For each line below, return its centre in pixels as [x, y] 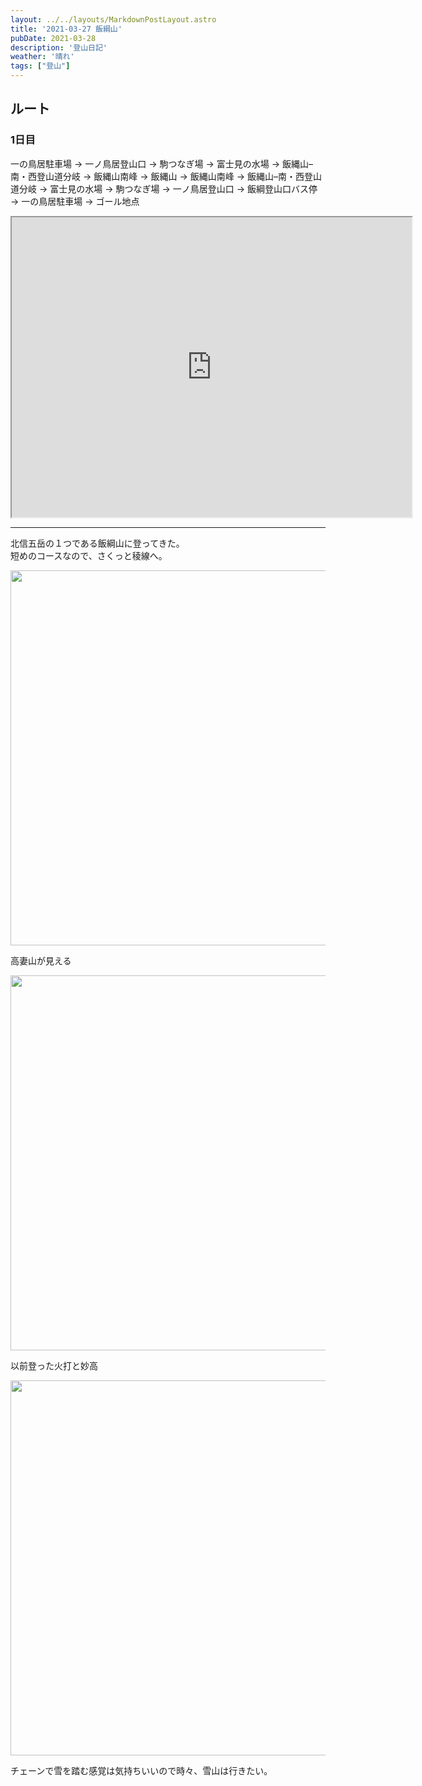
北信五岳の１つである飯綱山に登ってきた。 [97, 543]
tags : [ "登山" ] [40, 66]
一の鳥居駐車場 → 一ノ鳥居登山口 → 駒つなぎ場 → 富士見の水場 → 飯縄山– [161, 163]
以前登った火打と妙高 [54, 1365]
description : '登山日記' [59, 47]
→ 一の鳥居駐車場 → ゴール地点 [75, 201]
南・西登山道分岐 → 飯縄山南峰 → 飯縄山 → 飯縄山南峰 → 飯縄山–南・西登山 [166, 176]
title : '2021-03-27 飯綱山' [66, 29]
